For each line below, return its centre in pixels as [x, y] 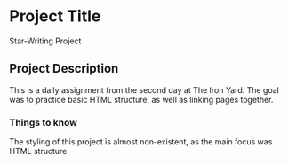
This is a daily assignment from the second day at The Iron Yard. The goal [144, 89]
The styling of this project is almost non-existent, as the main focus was [141, 142]
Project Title [55, 16]
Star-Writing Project [45, 41]
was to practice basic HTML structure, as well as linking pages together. [141, 99]
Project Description [64, 69]
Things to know [44, 122]
